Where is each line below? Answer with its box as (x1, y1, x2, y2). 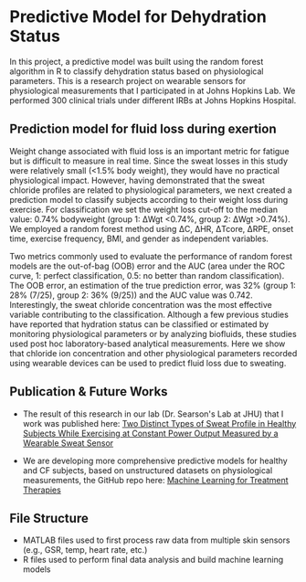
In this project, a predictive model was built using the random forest (9, 56, 264, 67)
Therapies (22, 484, 61, 495)
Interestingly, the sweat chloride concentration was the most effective (9, 299, 272, 310)
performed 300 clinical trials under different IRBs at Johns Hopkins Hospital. (9, 94, 297, 106)
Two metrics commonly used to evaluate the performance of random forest (9, 250, 293, 261)
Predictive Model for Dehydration (9, 6, 267, 27)
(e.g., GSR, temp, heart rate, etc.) (22, 545, 148, 556)
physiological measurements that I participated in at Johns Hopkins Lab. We (9, 85, 296, 96)
